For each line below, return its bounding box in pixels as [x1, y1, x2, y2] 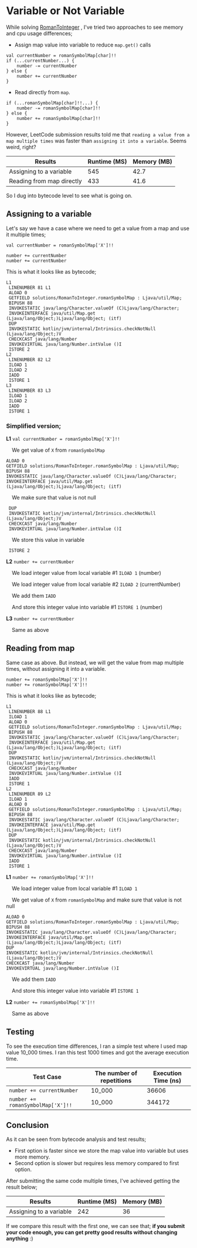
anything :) [6, 1235, 33, 1242]
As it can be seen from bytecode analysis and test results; [6, 1136, 147, 1143]
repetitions [100, 1076, 132, 1084]
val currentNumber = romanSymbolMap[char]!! [6, 52, 117, 58]
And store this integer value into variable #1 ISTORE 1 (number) [11, 604, 163, 611]
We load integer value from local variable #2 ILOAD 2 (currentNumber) [11, 581, 181, 588]
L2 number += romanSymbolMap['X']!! [6, 999, 96, 1006]
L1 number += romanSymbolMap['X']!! [6, 873, 94, 880]
